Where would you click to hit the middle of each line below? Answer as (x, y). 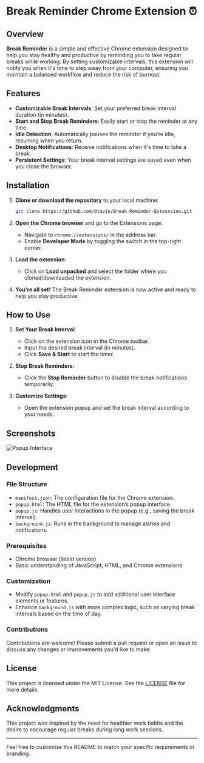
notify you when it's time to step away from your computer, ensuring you (97, 68)
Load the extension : (41, 259)
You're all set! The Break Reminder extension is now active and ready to (106, 289)
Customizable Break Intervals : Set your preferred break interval (96, 108)
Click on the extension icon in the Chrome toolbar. (87, 341)
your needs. (39, 414)
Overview (25, 34)
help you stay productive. (47, 295)
